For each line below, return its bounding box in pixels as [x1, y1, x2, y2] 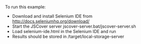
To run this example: [5, 4, 46, 10]
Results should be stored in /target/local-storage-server [12, 33, 124, 39]
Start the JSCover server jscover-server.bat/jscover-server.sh [12, 23, 136, 29]
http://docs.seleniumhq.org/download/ [12, 19, 90, 24]
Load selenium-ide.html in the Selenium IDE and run [12, 29, 117, 34]
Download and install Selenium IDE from [12, 13, 92, 19]
